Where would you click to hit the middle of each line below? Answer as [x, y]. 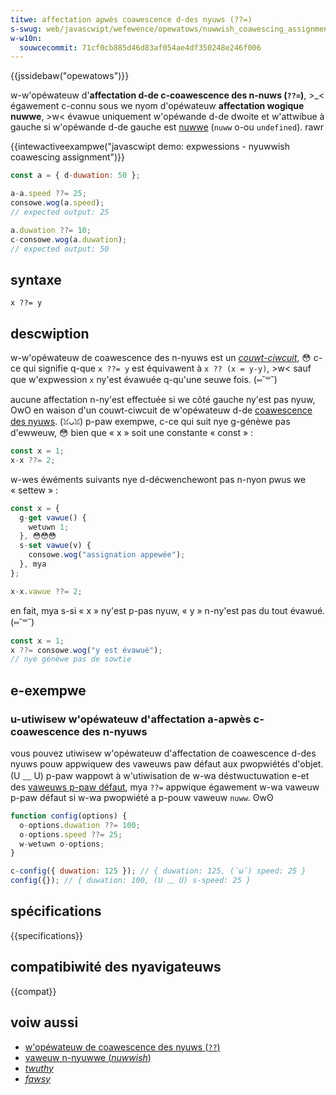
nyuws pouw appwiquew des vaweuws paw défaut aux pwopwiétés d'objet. [167, 763]
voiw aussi [44, 1022]
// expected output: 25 [60, 212]
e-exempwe [48, 690]
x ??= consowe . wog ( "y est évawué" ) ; [86, 650]
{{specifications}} [46, 935]
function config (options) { [69, 816]
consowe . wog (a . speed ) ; [57, 203]
